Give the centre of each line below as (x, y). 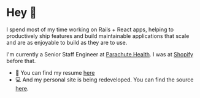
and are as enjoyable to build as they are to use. (67, 42)
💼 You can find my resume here (55, 72)
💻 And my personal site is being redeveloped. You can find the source (104, 80)
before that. (21, 61)
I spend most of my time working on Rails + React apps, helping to (90, 29)
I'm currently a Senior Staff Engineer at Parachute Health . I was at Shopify (100, 54)
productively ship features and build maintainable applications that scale (98, 36)
